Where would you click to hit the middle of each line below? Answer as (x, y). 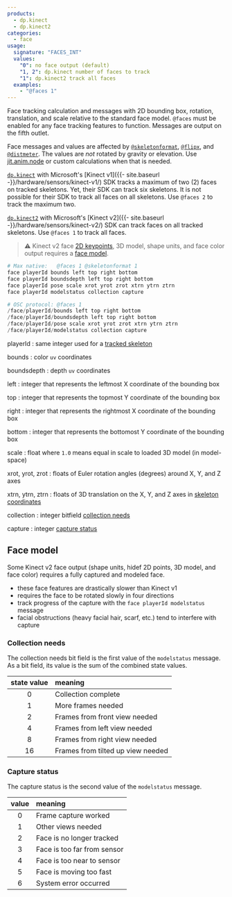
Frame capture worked (73, 816)
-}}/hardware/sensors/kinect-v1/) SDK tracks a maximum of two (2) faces (112, 182)
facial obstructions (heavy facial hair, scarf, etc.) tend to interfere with (117, 617)
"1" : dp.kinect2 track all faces (68, 78)
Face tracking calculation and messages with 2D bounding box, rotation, (110, 111)
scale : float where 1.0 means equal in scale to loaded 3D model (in (103, 452)
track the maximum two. (42, 204)
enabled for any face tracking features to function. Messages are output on (114, 126)
